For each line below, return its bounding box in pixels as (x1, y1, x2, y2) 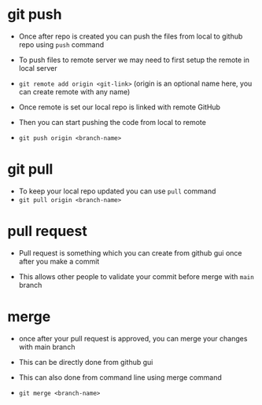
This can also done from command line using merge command (18, 372, 222, 382)
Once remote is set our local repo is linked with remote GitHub (18, 102, 221, 112)
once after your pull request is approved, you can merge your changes (18, 333, 248, 343)
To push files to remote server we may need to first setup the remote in (18, 55, 249, 64)
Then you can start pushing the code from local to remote (18, 117, 206, 127)
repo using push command (18, 39, 104, 49)
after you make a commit (18, 256, 100, 266)
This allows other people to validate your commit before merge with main (18, 271, 255, 281)
